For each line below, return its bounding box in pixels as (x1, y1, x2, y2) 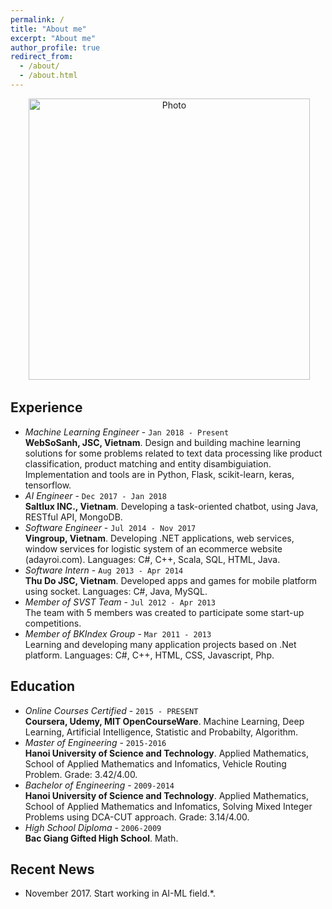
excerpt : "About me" (10, 33, 97, 43)
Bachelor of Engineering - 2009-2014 (24, 779, 175, 791)
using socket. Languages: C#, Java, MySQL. (24, 585, 208, 597)
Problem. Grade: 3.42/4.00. (24, 768, 138, 780)
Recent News (10, 861, 95, 878)
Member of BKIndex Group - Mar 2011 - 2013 (24, 627, 212, 640)
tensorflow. (24, 479, 72, 491)
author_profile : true (10, 42, 101, 53)
